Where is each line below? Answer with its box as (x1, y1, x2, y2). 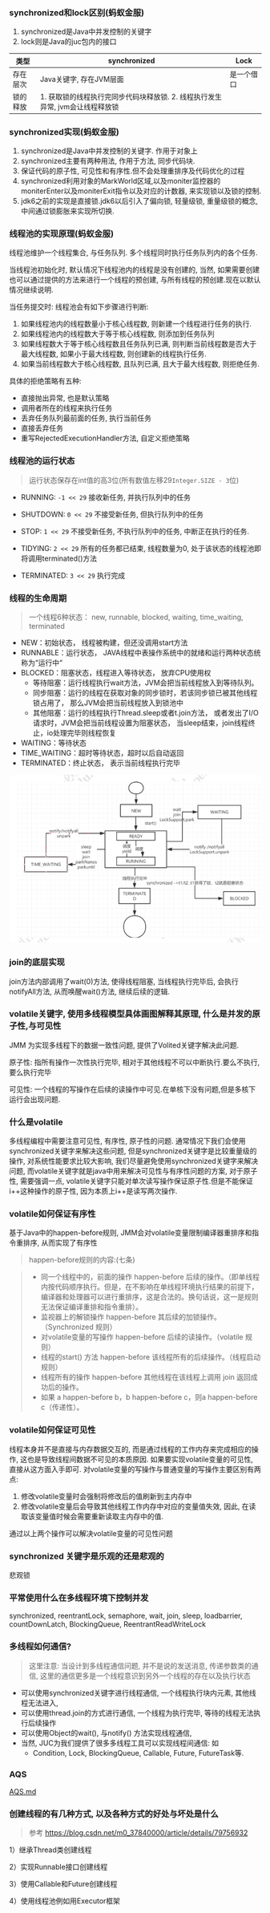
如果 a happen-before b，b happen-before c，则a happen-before (40, 1392, 258, 1402)
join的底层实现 (9, 957, 65, 968)
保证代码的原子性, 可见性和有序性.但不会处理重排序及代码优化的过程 (20, 166, 245, 176)
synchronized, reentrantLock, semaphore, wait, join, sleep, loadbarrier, (9, 1611, 243, 1621)
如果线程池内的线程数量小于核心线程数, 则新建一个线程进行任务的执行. (20, 319, 252, 329)
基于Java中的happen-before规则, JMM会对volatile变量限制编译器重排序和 (9, 1228, 252, 1238)
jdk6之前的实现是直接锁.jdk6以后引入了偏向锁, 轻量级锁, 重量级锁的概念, (20, 197, 259, 206)
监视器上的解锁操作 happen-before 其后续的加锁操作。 (40, 1312, 221, 1322)
